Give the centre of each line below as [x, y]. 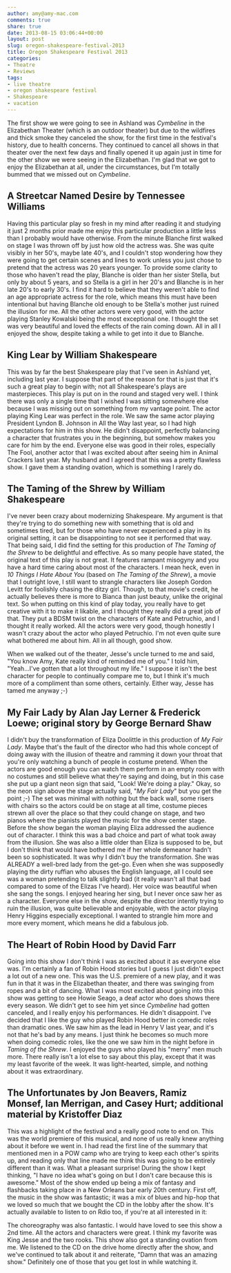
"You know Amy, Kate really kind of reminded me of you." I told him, [103, 661]
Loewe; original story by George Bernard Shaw [109, 723]
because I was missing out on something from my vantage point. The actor [113, 408]
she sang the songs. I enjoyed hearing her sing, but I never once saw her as [115, 894]
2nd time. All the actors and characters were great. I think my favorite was [112, 1232]
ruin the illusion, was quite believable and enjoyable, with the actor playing [113, 909]
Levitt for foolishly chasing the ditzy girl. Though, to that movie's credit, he [113, 589]
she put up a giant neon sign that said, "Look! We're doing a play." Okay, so [114, 784]
